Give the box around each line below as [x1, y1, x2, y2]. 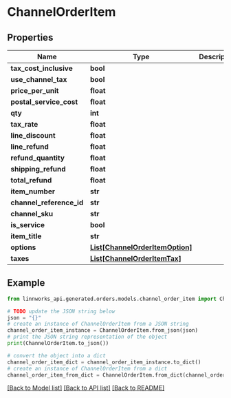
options [10, 242, 36, 252]
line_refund [10, 142, 49, 151]
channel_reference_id [10, 198, 84, 207]
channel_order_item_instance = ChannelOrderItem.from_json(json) [7, 327, 198, 334]
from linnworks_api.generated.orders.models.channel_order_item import [7, 295, 217, 302]
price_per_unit [10, 86, 59, 95]
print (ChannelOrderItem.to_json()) [7, 340, 109, 347]
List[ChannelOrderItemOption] [89, 242, 192, 252]
